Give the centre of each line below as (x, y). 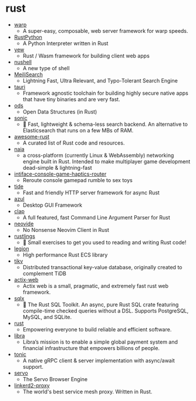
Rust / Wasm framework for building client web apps (86, 56)
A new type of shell (46, 68)
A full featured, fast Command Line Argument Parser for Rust (97, 217)
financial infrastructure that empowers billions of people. (91, 348)
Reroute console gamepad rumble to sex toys (77, 180)
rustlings (25, 236)
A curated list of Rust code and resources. (74, 143)
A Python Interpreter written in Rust (65, 43)
